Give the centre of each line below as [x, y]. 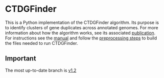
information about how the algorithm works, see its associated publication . [80, 33]
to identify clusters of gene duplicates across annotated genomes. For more [82, 27]
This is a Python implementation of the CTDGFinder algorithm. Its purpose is [82, 22]
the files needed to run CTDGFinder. [42, 43]
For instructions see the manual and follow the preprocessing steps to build [81, 38]
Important [21, 59]
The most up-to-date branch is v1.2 [41, 70]
